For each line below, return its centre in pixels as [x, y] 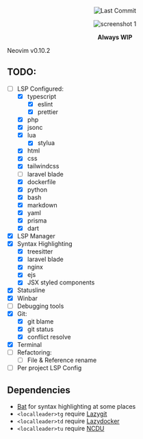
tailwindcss [43, 166]
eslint [45, 104]
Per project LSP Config [49, 368]
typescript [42, 96]
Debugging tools [40, 306]
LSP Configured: [40, 89]
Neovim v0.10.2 [29, 50]
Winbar [27, 298]
